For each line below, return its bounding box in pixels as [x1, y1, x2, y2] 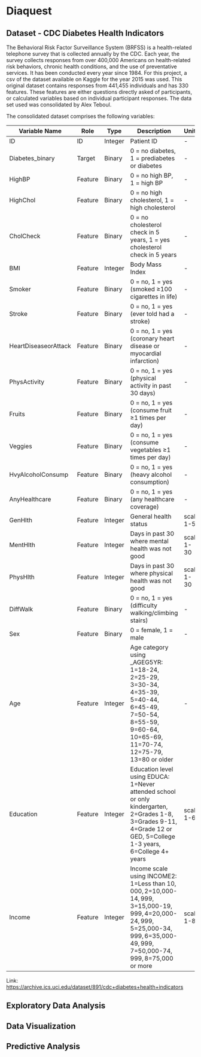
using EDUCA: [130, 773, 170, 781]
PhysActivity [9, 378, 45, 386]
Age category [130, 643, 169, 651]
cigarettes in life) [130, 293, 178, 300]
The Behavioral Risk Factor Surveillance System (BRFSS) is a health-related [6, 44, 193, 51]
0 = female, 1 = [130, 626, 173, 634]
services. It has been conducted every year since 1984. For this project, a [6, 69, 187, 76]
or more [130, 962, 153, 970]
